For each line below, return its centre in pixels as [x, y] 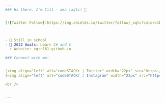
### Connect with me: [27, 58]
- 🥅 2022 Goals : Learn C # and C [38, 44]
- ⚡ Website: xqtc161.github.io [38, 49]
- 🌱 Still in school [26, 40]
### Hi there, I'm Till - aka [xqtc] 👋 [46, 10]
